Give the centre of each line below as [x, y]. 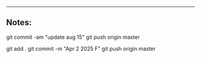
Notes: [19, 22]
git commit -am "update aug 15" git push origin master [73, 37]
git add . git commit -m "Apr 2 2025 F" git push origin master [81, 48]
